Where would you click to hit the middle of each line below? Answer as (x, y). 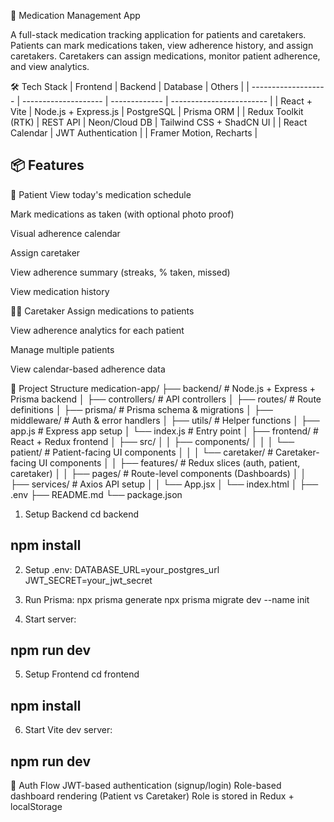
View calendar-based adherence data (88, 369)
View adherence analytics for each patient (97, 330)
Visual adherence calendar (65, 233)
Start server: (50, 619)
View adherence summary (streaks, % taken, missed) (120, 272)
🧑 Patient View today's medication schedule (101, 194)
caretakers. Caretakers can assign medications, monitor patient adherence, (165, 56)
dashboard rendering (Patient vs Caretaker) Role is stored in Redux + (152, 796)
